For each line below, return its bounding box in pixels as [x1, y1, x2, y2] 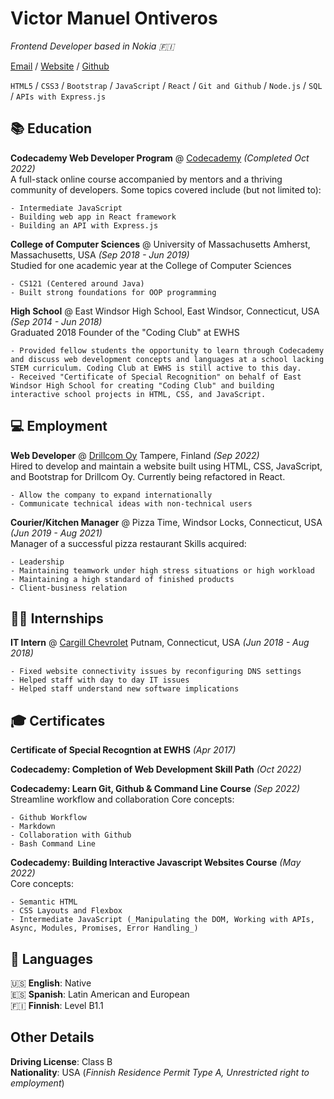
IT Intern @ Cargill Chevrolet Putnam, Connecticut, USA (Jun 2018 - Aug [10, 637, 310, 649]
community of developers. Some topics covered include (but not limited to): [10, 183, 322, 196]
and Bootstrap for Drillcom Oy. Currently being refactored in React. [10, 470, 286, 482]
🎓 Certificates [10, 712, 106, 729]
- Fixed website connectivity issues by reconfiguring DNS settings [10, 667, 302, 677]
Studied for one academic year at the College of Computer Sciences [10, 259, 292, 271]
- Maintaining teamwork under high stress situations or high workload [10, 565, 315, 576]
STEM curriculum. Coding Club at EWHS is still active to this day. [10, 363, 302, 373]
